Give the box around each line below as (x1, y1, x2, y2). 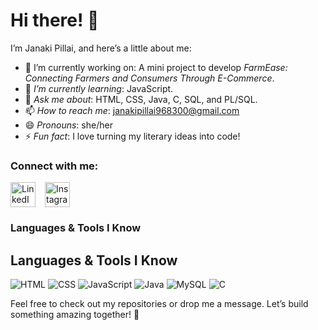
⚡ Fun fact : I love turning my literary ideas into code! (24, 130, 241, 142)
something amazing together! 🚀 (10, 308, 140, 320)
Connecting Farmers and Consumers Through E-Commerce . (24, 72, 275, 84)
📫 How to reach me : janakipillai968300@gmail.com (24, 104, 240, 116)
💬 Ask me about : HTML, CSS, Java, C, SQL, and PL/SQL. (24, 93, 258, 105)
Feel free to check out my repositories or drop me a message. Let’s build (10, 297, 309, 309)
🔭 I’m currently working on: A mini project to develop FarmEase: (24, 61, 288, 73)
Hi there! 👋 (10, 9, 100, 32)
